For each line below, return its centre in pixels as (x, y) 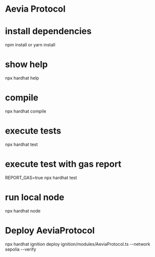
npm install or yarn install (30, 45)
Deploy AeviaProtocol (50, 231)
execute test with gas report (63, 164)
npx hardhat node (23, 211)
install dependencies (48, 31)
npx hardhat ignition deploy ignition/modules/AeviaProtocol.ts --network (78, 244)
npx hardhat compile (26, 111)
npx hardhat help (22, 78)
